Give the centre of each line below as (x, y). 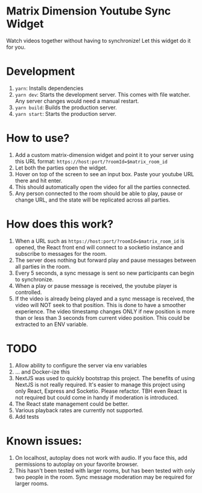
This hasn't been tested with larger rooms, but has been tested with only (105, 470)
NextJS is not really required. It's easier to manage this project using (100, 384)
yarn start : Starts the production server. (65, 113)
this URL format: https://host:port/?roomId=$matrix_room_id (91, 161)
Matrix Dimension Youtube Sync (89, 11)
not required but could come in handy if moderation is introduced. (97, 397)
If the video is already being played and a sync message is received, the (105, 298)
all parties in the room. (43, 266)
